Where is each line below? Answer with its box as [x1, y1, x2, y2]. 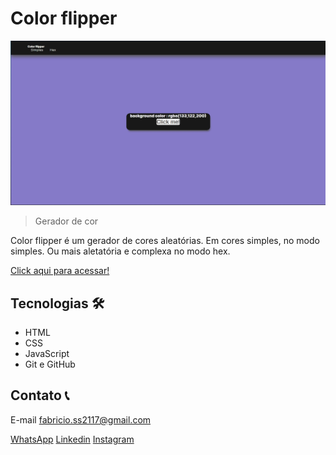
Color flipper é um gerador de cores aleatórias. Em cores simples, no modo [10, 235, 320, 247]
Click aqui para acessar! [10, 265, 110, 277]
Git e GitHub [24, 358, 76, 371]
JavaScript [24, 348, 70, 360]
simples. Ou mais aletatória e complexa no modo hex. [10, 245, 231, 257]
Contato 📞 [10, 387, 70, 404]
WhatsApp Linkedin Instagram [10, 433, 135, 445]
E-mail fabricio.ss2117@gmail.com [10, 413, 152, 426]
